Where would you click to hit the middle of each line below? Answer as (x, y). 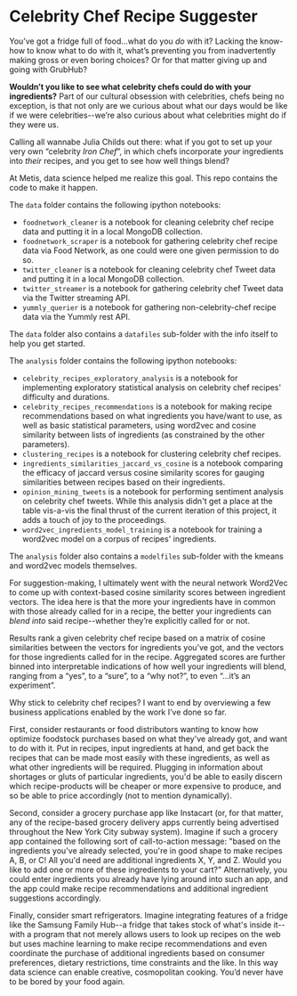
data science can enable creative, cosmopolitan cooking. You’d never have (146, 972)
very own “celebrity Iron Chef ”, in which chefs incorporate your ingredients (147, 151)
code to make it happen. (54, 187)
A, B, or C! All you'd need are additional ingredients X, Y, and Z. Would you (145, 860)
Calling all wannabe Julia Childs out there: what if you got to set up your (141, 142)
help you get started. (48, 343)
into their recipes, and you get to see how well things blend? (119, 160)
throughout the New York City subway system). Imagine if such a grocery (144, 831)
